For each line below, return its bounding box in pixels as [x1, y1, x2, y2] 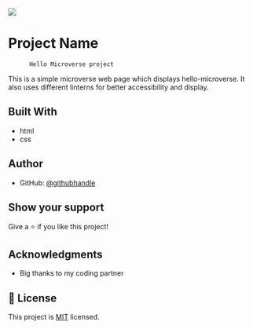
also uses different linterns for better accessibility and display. [8, 82, 210, 92]
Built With [8, 105, 57, 119]
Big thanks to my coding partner [19, 269, 124, 278]
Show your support [8, 200, 104, 214]
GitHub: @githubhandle [19, 177, 96, 188]
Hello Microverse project [28, 60, 114, 68]
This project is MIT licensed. [8, 313, 100, 321]
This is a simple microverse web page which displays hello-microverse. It [8, 74, 245, 83]
